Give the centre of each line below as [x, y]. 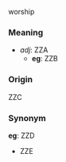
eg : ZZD [21, 135]
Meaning [26, 32]
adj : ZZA [34, 50]
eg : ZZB [45, 59]
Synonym [27, 118]
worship [21, 12]
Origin [21, 80]
